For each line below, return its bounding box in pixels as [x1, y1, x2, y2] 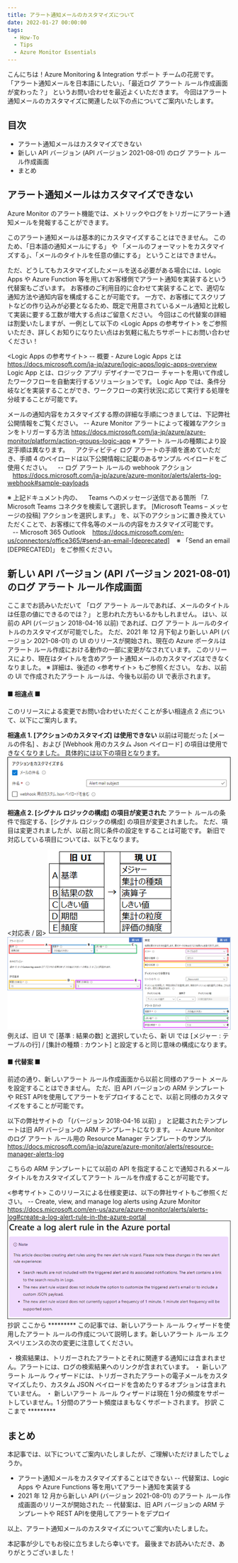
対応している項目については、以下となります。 [7, 835, 143, 843]
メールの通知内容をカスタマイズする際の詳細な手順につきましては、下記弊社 [7, 410, 230, 418]
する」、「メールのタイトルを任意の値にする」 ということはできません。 [13, 250, 220, 259]
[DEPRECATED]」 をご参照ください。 [7, 545, 117, 553]
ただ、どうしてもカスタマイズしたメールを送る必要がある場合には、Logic [7, 266, 222, 274]
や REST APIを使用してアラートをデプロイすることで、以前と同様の [7, 1092, 204, 1101]
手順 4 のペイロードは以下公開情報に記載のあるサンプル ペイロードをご [19, 454, 227, 462]
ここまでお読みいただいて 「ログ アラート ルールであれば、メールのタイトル [7, 601, 230, 610]
